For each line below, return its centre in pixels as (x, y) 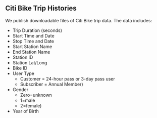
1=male (28, 100)
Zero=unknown (36, 95)
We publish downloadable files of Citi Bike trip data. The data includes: (79, 20)
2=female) (31, 105)
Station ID (23, 57)
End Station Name (31, 52)
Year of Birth (26, 111)
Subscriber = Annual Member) (51, 84)
